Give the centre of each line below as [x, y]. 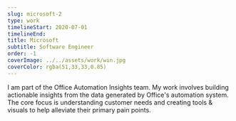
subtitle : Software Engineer [51, 47]
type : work [24, 21]
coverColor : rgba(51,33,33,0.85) [57, 67]
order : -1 [22, 54]
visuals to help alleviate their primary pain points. [79, 110]
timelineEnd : [27, 34]
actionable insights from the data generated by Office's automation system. [118, 95]
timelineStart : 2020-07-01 [47, 27]
